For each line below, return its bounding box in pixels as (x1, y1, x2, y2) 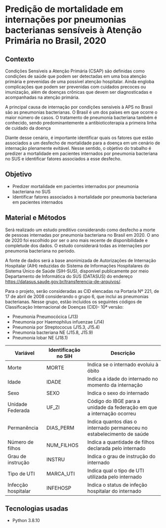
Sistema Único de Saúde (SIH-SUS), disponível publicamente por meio (5, 268, 149, 274)
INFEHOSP (46, 484, 72, 491)
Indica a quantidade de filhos (87, 438, 155, 445)
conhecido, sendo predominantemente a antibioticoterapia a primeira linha (5, 120, 157, 126)
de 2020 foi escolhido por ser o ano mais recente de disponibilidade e (5, 237, 148, 243)
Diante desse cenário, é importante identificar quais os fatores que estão (5, 135, 154, 140)
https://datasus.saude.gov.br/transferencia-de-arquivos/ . (5, 278, 122, 284)
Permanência (7, 424, 39, 431)
